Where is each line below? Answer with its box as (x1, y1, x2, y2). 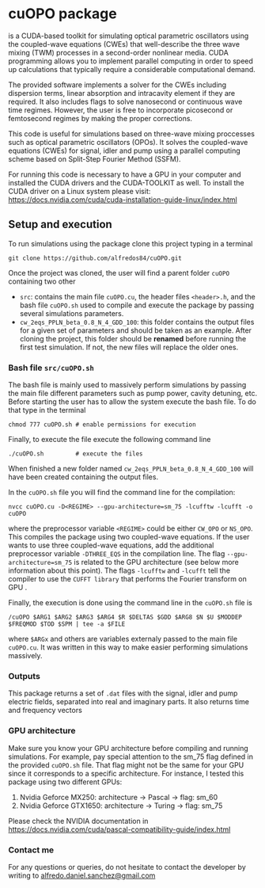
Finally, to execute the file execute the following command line (8, 435, 211, 444)
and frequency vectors (8, 706, 83, 715)
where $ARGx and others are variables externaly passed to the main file (8, 635, 238, 644)
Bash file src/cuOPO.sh (8, 362, 95, 373)
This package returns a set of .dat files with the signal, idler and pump (8, 688, 238, 698)
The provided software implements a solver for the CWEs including (8, 80, 227, 90)
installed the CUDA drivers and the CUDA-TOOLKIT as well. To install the (8, 177, 244, 187)
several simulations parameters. (19, 308, 124, 318)
